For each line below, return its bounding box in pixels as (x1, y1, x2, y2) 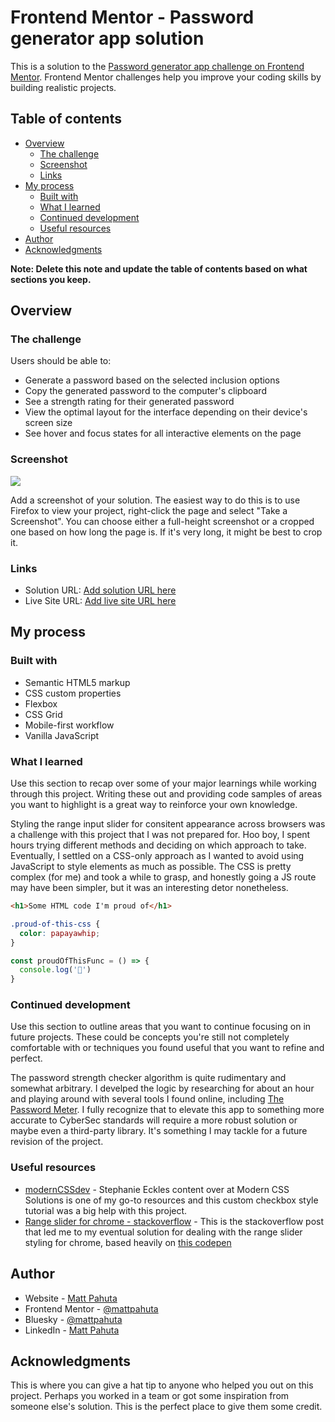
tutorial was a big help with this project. (24, 1204, 188, 1216)
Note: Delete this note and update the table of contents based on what (10, 262, 308, 275)
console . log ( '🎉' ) (19, 965, 92, 975)
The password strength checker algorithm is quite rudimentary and (10, 1072, 287, 1084)
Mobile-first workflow (24, 719, 115, 731)
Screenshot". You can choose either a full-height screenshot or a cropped (10, 515, 315, 527)
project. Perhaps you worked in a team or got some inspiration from (10, 1390, 290, 1402)
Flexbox (24, 697, 58, 710)
